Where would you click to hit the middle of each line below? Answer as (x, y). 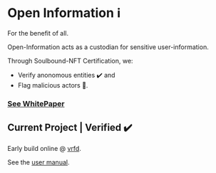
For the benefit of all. (38, 33)
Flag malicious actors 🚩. (53, 85)
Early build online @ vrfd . (45, 148)
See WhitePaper (36, 103)
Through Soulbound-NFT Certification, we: (70, 61)
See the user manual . (38, 162)
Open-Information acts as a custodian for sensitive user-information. (108, 47)
